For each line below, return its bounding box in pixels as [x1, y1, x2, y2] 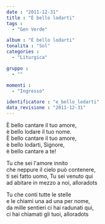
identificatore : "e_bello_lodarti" [6, 99, 100, 105]
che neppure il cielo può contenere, [6, 166, 96, 173]
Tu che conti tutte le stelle [6, 191, 71, 198]
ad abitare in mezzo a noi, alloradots [6, 179, 98, 186]
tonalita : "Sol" [6, 43, 51, 49]
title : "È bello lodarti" [6, 15, 75, 21]
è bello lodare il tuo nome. [6, 128, 72, 135]
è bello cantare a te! [6, 148, 57, 155]
